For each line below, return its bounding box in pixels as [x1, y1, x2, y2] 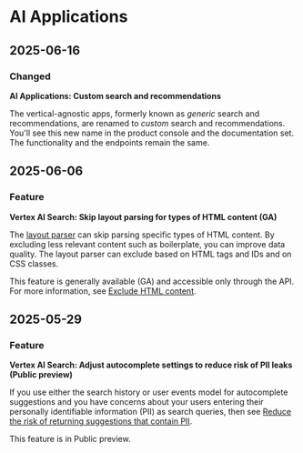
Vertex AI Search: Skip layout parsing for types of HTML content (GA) [9, 211, 278, 222]
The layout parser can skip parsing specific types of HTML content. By [9, 229, 275, 240]
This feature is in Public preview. [9, 434, 131, 445]
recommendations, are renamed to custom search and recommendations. [9, 117, 286, 128]
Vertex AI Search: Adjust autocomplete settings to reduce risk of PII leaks [9, 359, 293, 370]
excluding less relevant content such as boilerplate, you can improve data [9, 238, 286, 249]
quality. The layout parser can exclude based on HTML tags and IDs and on [9, 248, 292, 259]
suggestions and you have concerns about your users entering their [9, 397, 264, 408]
